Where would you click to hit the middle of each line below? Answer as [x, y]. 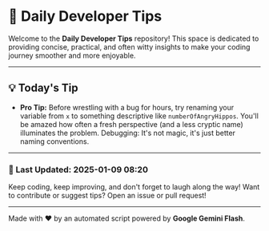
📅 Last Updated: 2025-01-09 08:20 [78, 169]
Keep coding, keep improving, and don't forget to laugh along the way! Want [134, 187]
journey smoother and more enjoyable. [72, 55]
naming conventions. [54, 141]
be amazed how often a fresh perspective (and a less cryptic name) [132, 124]
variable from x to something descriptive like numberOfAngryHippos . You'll [139, 116]
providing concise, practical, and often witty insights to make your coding [129, 46]
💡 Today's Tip [43, 88]
